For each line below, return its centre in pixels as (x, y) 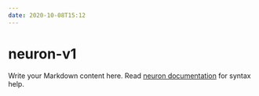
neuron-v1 (42, 53)
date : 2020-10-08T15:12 (47, 15)
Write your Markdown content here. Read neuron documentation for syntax (129, 76)
